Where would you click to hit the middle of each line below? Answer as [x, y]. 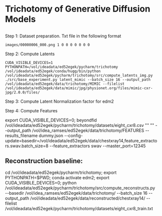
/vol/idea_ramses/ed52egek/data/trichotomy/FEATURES [88, 130]
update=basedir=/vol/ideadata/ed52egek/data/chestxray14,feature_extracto [81, 140]
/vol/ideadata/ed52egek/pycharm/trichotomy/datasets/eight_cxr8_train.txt [79, 209]
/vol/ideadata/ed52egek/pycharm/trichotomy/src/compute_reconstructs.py [80, 188]
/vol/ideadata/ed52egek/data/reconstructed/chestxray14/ [88, 198]
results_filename [21, 135]
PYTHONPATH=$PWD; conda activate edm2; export [57, 178]
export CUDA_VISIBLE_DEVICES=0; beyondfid [51, 120]
